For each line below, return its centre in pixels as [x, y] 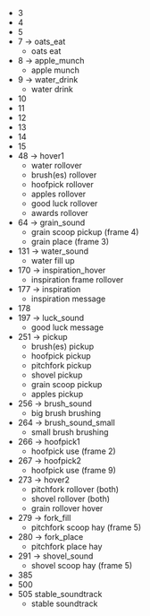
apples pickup [57, 394]
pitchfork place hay [67, 547]
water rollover [57, 165]
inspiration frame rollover [77, 280]
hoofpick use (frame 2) [73, 451]
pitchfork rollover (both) [75, 489]
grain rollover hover [67, 508]
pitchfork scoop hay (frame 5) [86, 527]
